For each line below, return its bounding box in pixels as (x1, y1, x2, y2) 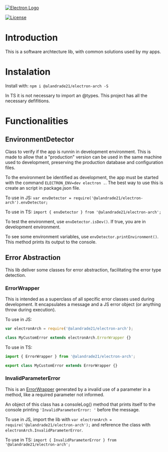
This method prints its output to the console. (5, 239, 97, 245)
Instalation (5, 66, 51, 78)
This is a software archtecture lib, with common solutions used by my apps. (5, 48, 161, 55)
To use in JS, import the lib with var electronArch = (5, 416, 112, 422)
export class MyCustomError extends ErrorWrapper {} (5, 363, 118, 368)
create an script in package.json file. (5, 185, 81, 191)
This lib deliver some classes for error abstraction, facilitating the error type (5, 266, 161, 273)
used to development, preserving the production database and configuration (5, 159, 163, 165)
